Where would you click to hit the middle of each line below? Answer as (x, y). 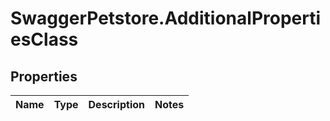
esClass (44, 39)
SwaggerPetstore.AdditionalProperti (166, 18)
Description (116, 104)
